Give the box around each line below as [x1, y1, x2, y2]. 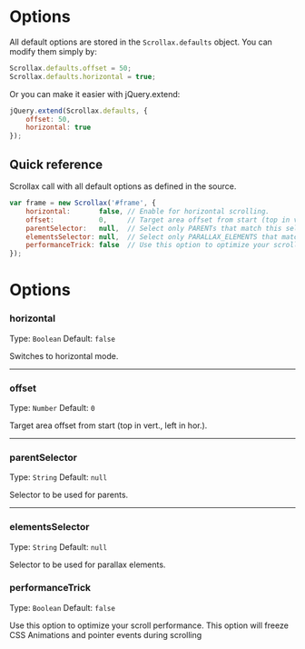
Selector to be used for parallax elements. [9, 559, 166, 570]
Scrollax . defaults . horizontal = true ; [9, 72, 156, 81]
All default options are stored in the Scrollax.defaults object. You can [9, 36, 272, 47]
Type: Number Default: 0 [9, 402, 95, 413]
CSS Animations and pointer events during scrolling [9, 629, 202, 640]
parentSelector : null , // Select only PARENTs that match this [25, 224, 282, 233]
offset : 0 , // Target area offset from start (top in [25, 215, 290, 225]
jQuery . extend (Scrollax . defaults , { [9, 106, 148, 115]
